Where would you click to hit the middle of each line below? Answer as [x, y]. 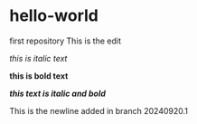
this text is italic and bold [58, 93]
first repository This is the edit [66, 41]
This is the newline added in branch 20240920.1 [98, 110]
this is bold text [39, 76]
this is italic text [38, 58]
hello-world [54, 16]
